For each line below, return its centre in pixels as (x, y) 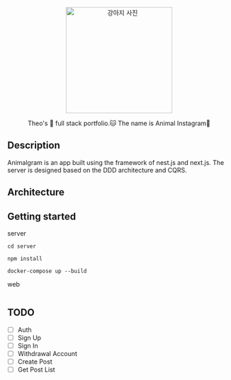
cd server (22, 247)
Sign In (28, 345)
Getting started (42, 216)
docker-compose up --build (47, 271)
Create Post (35, 362)
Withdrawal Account (47, 354)
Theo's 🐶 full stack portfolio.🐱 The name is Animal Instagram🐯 (119, 123)
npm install (25, 259)
